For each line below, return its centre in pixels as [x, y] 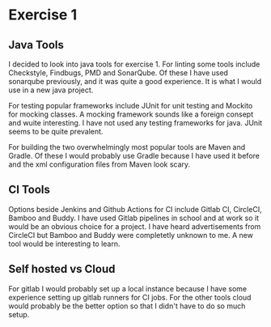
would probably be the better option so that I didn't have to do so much [127, 306]
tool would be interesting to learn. [64, 244]
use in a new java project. [51, 90]
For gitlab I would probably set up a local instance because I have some [128, 288]
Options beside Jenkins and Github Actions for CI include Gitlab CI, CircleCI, [135, 209]
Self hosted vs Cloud [62, 269]
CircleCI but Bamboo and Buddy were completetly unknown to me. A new [131, 235]
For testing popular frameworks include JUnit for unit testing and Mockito [131, 106]
